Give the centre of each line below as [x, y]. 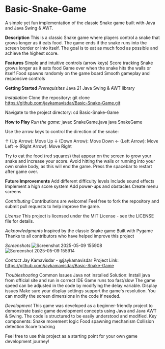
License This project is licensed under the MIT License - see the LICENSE [80, 216]
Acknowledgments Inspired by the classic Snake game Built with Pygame [79, 231]
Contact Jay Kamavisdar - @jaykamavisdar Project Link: [62, 260]
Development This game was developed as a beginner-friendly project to [79, 305]
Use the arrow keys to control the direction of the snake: [62, 131]
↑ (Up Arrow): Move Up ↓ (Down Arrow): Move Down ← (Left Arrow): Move [82, 141]
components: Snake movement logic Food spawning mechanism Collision [80, 321]
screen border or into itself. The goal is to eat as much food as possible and [82, 48]
